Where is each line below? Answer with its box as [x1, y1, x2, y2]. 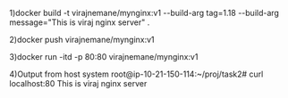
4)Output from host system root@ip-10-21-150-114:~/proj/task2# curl [9, 69, 264, 79]
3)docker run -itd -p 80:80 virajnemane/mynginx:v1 [9, 52, 199, 61]
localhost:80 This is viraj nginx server [9, 78, 148, 88]
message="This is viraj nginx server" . [9, 17, 150, 28]
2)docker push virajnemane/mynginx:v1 [9, 35, 155, 45]
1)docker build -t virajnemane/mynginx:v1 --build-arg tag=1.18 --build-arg [9, 8, 280, 18]
